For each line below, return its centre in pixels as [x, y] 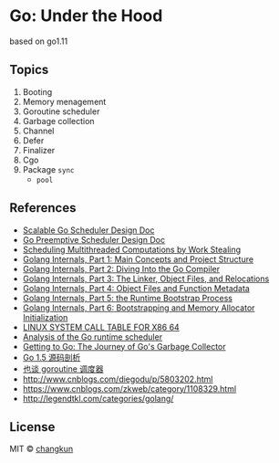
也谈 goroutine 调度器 [63, 368]
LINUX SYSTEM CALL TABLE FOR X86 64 [101, 327]
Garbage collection [58, 121]
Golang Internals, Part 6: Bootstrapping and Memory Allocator [139, 308]
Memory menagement [64, 101]
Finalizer [39, 150]
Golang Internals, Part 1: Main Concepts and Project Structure [138, 259]
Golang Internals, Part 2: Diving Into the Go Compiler [121, 268]
